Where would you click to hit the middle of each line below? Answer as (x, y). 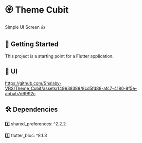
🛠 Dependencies (32, 109)
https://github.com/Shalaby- (33, 83)
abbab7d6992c (20, 93)
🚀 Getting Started (32, 44)
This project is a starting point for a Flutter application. (59, 56)
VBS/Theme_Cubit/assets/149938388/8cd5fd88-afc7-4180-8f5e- (71, 88)
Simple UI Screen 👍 (25, 27)
